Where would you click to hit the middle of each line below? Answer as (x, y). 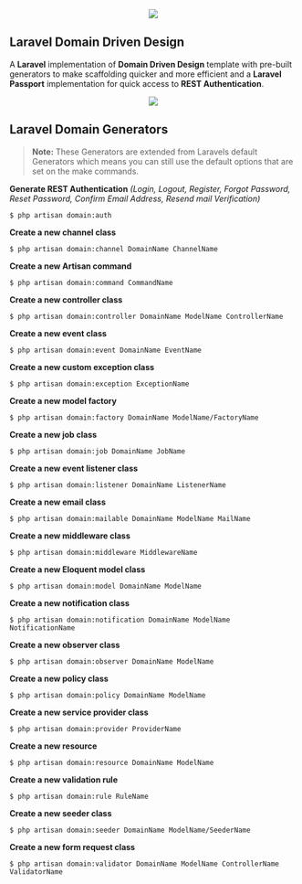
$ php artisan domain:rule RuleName (79, 796)
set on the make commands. (85, 171)
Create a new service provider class (79, 712)
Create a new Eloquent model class (78, 569)
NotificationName (42, 628)
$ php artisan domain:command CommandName (91, 282)
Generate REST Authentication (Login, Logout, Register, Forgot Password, (150, 188)
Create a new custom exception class (82, 367)
